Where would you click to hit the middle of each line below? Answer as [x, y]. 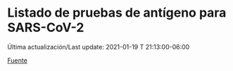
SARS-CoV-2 [46, 27]
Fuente [18, 60]
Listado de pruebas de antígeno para [117, 13]
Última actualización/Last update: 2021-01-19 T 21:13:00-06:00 [99, 47]
